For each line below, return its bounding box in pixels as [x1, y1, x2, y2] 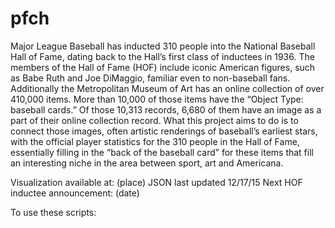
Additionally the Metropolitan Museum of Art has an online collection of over [10, 82, 325, 94]
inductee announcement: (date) [10, 187, 140, 199]
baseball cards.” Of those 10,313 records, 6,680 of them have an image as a [10, 103, 322, 116]
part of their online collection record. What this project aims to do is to [10, 114, 299, 126]
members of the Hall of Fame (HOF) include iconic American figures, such [10, 61, 316, 73]
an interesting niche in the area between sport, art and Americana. [10, 157, 284, 169]
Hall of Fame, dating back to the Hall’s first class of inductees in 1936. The [10, 50, 315, 62]
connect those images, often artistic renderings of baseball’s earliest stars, [10, 125, 318, 137]
